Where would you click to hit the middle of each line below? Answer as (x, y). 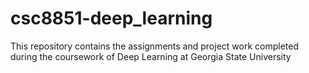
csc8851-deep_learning (111, 18)
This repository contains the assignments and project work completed (154, 46)
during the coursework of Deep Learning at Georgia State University (151, 56)
